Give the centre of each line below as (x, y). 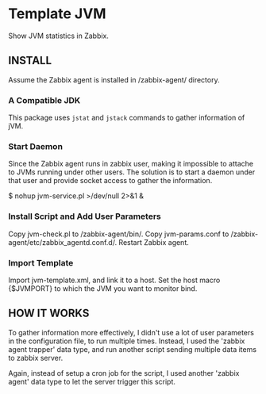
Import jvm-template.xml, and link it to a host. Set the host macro (114, 280)
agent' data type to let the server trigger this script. (92, 381)
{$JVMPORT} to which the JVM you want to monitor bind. (103, 288)
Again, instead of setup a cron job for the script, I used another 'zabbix (124, 373)
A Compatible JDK (44, 100)
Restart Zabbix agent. (154, 242)
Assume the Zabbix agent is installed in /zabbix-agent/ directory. (114, 79)
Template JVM (57, 14)
